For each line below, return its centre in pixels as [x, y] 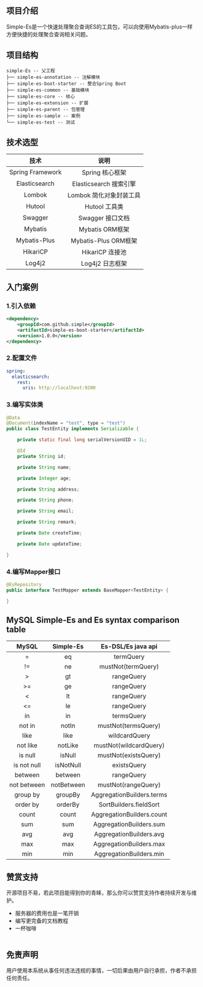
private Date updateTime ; [50, 544]
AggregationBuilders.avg [129, 834]
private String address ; [48, 489]
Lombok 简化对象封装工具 [104, 195]
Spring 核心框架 [104, 173]
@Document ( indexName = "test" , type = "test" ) [66, 423]
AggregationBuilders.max [129, 844]
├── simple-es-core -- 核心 [41, 96]
